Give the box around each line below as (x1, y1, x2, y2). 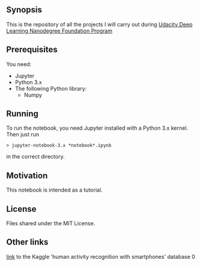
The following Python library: (14, 85, 87, 92)
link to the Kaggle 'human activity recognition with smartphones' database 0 (6, 253, 196, 260)
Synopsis (6, 5, 42, 15)
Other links (6, 237, 49, 247)
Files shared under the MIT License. (6, 220, 95, 227)
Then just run (6, 131, 40, 138)
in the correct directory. (6, 153, 65, 160)
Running (6, 109, 39, 119)
